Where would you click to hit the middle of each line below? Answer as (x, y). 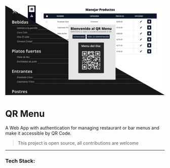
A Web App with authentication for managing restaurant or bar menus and (82, 128)
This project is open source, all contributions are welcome (78, 143)
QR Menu (25, 114)
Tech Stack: (20, 161)
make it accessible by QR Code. (38, 133)
